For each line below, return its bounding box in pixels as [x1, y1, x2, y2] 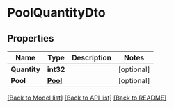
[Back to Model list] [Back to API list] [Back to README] [7, 93, 167, 102]
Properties [7, 33, 54, 44]
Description [72, 53, 111, 62]
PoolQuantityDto [7, 5, 106, 21]
